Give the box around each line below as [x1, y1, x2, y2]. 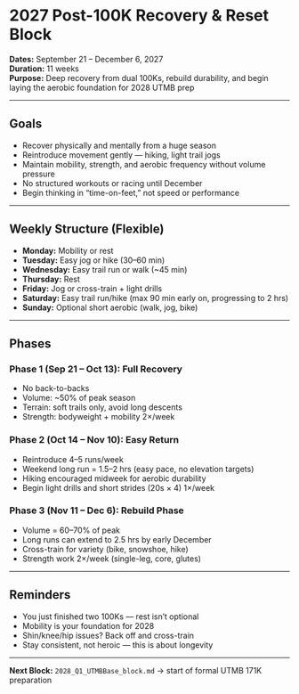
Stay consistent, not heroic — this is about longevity [21, 639, 214, 650]
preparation [9, 674, 53, 685]
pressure [21, 168, 55, 179]
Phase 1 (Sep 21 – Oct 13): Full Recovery [9, 363, 182, 375]
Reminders [9, 587, 71, 602]
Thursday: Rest [21, 274, 80, 284]
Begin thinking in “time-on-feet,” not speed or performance [21, 187, 240, 198]
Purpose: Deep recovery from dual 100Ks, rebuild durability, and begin [9, 72, 269, 83]
